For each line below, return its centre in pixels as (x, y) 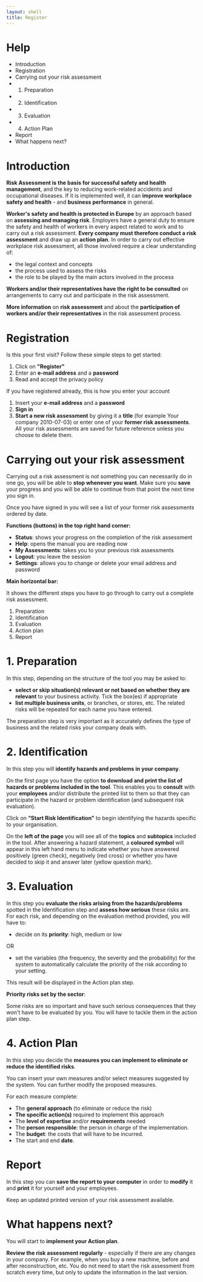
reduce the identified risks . (41, 1067)
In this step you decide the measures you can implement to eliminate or (97, 1060)
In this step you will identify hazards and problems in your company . (93, 769)
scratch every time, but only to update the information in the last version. (97, 1272)
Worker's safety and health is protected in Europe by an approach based (99, 214)
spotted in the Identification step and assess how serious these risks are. (98, 910)
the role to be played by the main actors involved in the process (94, 277)
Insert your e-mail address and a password (70, 403)
